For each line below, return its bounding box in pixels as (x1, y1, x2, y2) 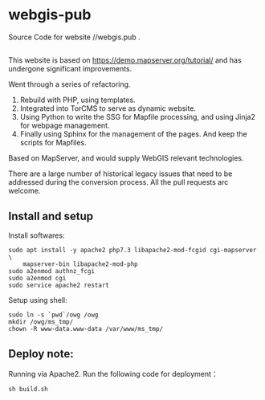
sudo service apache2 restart (8, 281, 110, 290)
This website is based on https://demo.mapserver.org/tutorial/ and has (8, 55, 243, 65)
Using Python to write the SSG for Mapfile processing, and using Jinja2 (19, 112, 255, 122)
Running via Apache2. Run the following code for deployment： (8, 369, 218, 378)
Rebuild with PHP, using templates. (19, 95, 136, 105)
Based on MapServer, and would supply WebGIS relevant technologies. (8, 153, 244, 163)
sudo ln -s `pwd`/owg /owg (8, 311, 99, 319)
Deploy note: (8, 347, 74, 361)
